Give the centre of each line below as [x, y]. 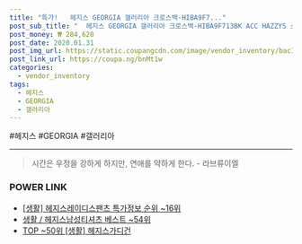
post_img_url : [36, 51]
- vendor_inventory [54, 76]
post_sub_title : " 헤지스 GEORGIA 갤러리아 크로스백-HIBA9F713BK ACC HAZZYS [148, 26]
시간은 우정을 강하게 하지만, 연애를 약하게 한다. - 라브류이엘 [135, 163]
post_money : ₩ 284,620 [52, 34]
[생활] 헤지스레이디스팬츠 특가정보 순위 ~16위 [102, 208]
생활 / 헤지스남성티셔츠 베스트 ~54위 [86, 219]
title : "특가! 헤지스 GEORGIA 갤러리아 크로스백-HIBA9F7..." [118, 17]
